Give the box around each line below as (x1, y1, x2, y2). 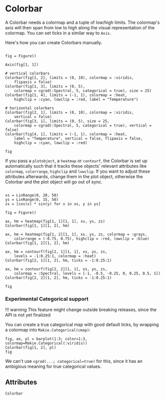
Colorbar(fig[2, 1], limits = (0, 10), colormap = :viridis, (5, 110, 134, 115)
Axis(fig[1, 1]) (5, 62, 39, 67)
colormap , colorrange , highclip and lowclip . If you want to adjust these (5, 168, 150, 174)
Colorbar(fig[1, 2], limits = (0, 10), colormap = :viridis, (5, 75, 134, 80)
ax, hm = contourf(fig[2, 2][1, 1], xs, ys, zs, (5, 267, 108, 271)
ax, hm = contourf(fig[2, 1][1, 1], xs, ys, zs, (5, 249, 108, 254)
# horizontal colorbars (5, 105, 55, 111)
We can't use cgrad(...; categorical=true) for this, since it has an (5, 358, 143, 364)
